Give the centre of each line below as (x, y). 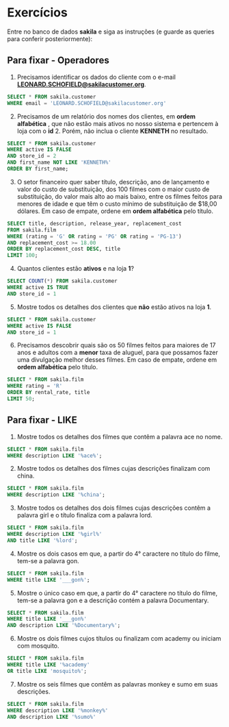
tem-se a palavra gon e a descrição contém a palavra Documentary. (113, 600)
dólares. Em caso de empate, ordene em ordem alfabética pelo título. (115, 211)
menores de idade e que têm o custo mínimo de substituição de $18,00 (117, 204)
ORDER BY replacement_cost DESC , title (64, 249)
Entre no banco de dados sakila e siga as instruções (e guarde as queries (111, 32)
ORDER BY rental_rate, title (49, 393)
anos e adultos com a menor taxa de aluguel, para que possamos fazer (118, 353)
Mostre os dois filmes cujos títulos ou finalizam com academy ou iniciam (119, 639)
